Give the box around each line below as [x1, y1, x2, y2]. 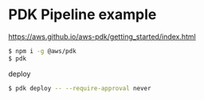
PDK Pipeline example [8, 6, 157, 24]
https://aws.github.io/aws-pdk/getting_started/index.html [8, 32, 197, 41]
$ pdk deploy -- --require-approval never [8, 84, 151, 92]
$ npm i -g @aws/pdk [8, 47, 77, 55]
